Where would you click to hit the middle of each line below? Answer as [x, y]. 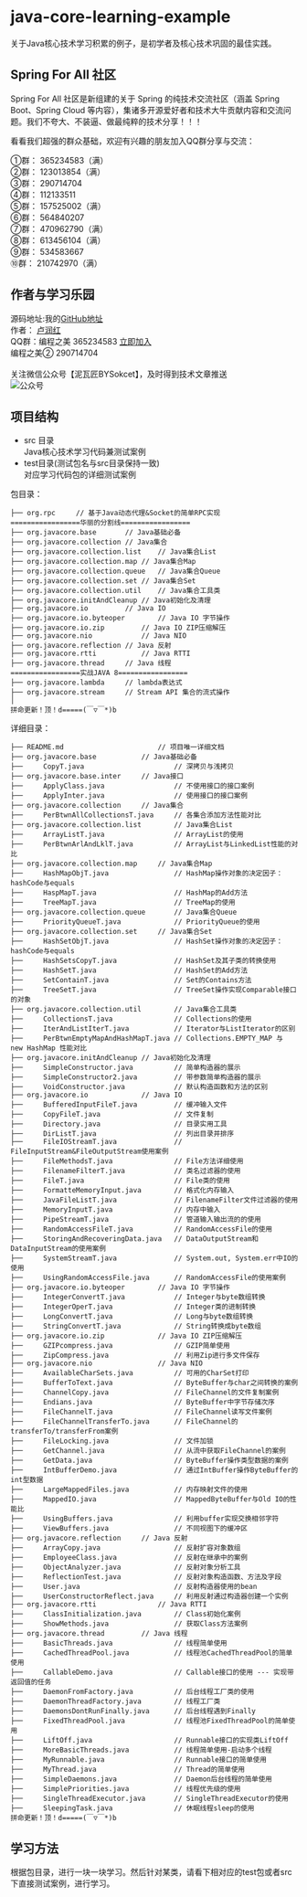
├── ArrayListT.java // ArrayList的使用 [127, 835]
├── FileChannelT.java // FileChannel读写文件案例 [141, 1412]
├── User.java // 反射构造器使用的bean [134, 1587]
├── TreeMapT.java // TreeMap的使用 [123, 903]
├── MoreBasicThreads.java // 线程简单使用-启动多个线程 [141, 1750]
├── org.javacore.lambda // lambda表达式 [96, 683]
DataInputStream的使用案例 [58, 1249]
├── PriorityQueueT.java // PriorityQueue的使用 [135, 922]
